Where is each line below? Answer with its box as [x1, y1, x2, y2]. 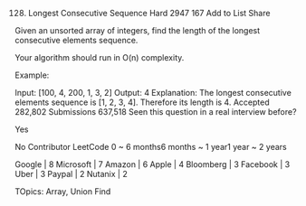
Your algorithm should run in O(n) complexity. [14, 52, 185, 62]
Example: [14, 70, 50, 80]
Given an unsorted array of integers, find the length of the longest [14, 25, 261, 35]
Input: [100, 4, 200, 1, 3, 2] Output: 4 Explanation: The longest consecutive [14, 88, 292, 98]
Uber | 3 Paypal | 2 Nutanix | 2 [14, 169, 128, 179]
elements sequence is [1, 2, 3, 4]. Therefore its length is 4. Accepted [14, 97, 270, 108]
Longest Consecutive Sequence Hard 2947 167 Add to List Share [27, 8, 271, 18]
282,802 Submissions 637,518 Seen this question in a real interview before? [14, 107, 297, 117]
